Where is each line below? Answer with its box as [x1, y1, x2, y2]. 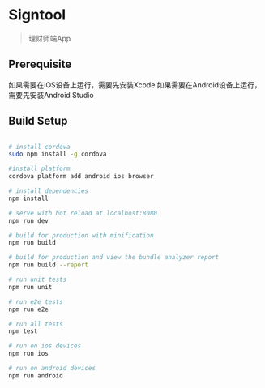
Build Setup [8, 114, 68, 128]
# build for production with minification [8, 231, 154, 240]
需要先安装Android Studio [8, 90, 95, 100]
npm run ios [8, 350, 49, 358]
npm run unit [8, 283, 53, 291]
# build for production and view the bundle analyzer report [8, 254, 220, 262]
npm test [8, 327, 38, 335]
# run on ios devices [8, 342, 82, 350]
